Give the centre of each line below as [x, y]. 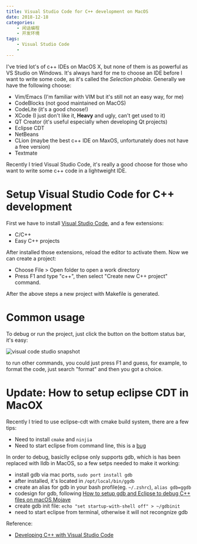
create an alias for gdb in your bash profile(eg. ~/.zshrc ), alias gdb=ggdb [103, 487]
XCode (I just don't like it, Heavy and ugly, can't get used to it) [90, 115]
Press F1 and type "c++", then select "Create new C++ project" [91, 276]
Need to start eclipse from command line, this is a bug [80, 445]
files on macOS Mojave [43, 499]
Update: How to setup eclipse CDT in [98, 393]
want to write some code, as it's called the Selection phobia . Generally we [96, 79]
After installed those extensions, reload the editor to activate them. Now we [97, 252]
